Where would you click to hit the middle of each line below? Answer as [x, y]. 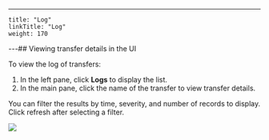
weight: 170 [28, 34]
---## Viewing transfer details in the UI [72, 48]
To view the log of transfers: [55, 64]
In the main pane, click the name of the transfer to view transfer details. [138, 88]
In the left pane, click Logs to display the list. [94, 80]
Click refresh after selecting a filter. [66, 112]
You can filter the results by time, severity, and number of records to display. [134, 104]
